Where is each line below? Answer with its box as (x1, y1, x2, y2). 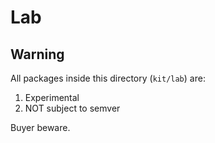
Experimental (24, 92, 80, 103)
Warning (10, 46, 65, 63)
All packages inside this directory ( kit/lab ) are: (10, 72, 206, 84)
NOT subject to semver (24, 102, 121, 114)
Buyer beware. (10, 122, 71, 133)
